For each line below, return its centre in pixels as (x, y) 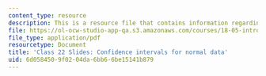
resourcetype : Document (47, 45)
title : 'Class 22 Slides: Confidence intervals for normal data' (118, 52)
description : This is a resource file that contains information (118, 23)
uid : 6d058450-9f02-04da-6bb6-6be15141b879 (81, 60)
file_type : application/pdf (55, 38)
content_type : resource (47, 15)
